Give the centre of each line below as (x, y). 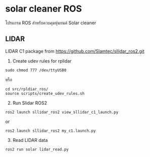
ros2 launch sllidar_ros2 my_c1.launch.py (51, 131)
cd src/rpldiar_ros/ (27, 89)
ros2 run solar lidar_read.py (37, 149)
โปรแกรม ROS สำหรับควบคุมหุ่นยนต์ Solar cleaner (51, 23)
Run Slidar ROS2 (30, 103)
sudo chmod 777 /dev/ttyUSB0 (36, 70)
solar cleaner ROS (44, 9)
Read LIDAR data (30, 140)
